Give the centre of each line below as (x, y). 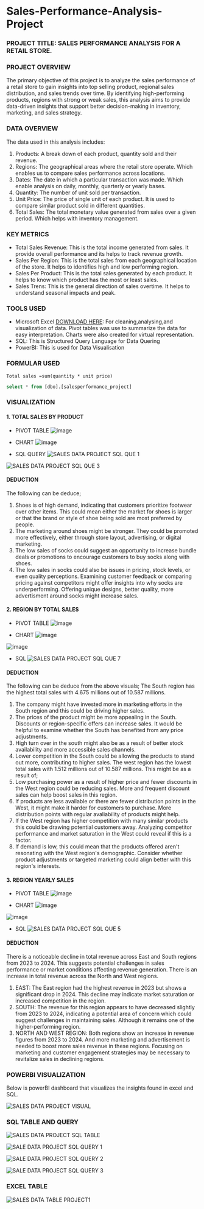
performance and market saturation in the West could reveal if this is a (103, 834)
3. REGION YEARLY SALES (40, 880)
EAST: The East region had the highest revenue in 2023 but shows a (101, 987)
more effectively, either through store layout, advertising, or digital (98, 537)
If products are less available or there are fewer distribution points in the (105, 802)
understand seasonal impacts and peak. (65, 293)
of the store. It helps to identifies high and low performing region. (97, 267)
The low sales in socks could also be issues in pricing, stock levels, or (103, 569)
